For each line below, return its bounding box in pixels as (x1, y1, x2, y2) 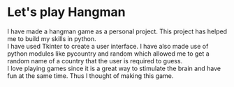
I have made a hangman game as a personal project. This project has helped (7, 27, 228, 35)
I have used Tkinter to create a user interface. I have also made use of (7, 42, 209, 50)
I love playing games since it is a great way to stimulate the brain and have (7, 64, 221, 72)
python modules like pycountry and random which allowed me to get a (7, 49, 210, 58)
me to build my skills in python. (7, 34, 96, 42)
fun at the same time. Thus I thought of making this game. (7, 71, 174, 80)
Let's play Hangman (7, 4, 126, 20)
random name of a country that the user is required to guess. (7, 56, 183, 65)
